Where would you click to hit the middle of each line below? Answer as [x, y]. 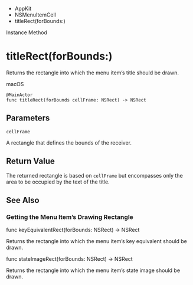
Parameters [28, 118]
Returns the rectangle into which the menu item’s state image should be [93, 270]
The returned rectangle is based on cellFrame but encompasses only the [94, 175]
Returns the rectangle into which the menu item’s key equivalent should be [97, 241]
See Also [23, 200]
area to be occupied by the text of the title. [58, 182]
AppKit [23, 9]
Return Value [30, 161]
